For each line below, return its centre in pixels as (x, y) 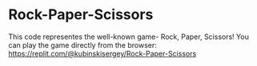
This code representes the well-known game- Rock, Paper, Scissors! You (129, 37)
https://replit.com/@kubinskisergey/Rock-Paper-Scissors (102, 53)
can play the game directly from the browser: (83, 45)
